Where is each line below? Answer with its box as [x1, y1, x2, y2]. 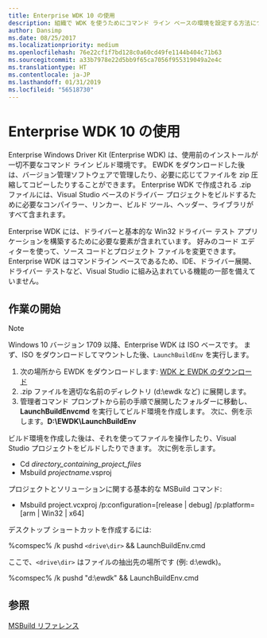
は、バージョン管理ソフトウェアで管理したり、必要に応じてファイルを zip [8, 170, 250, 180]
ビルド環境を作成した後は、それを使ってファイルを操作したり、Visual [8, 434, 237, 443]
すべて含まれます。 [8, 210, 70, 220]
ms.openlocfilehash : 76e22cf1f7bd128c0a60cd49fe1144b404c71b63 [8, 49, 222, 56]
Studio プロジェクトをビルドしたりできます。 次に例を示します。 [8, 443, 220, 453]
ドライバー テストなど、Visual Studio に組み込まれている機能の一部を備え [8, 266, 249, 276]
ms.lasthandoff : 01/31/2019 [8, 78, 102, 86]
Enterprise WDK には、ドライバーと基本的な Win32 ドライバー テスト [8, 227, 236, 236]
